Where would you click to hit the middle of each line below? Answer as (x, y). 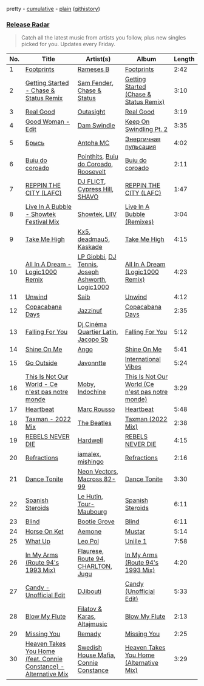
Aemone (90, 532)
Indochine (92, 392)
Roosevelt (92, 172)
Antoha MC (93, 143)
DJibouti (90, 591)
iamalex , (89, 454)
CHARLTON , (95, 566)
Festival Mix (42, 222)
